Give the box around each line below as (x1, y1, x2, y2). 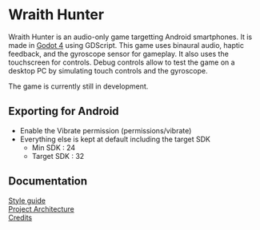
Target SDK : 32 (31, 151, 85, 161)
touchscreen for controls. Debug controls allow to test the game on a (8, 57, 235, 67)
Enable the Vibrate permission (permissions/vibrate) (19, 125, 192, 135)
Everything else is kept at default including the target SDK (19, 134, 210, 144)
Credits (8, 212, 33, 222)
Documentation (8, 174, 88, 188)
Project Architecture (8, 204, 74, 213)
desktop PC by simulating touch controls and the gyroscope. (8, 65, 208, 75)
